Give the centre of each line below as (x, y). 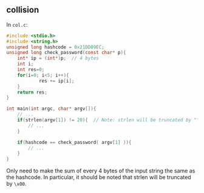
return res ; (32, 92)
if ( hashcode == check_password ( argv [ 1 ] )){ (74, 142)
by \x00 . (16, 184)
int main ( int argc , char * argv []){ (51, 109)
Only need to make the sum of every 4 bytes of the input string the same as (101, 171)
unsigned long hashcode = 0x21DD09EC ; (55, 47)
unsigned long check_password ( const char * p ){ (66, 53)
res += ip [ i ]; (56, 81)
